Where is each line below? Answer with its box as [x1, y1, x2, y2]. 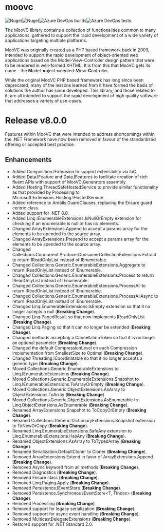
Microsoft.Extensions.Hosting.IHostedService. [12, 194, 105, 200]
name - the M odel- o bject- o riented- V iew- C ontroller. [5, 67, 109, 73]
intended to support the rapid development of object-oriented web [5, 52, 139, 58]
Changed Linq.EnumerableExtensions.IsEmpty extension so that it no [12, 303, 151, 309]
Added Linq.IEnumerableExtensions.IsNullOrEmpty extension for [12, 215, 142, 221]
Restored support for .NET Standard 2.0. [12, 521, 93, 527]
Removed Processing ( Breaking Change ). [12, 500, 96, 506]
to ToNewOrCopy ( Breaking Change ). [12, 423, 89, 429]
